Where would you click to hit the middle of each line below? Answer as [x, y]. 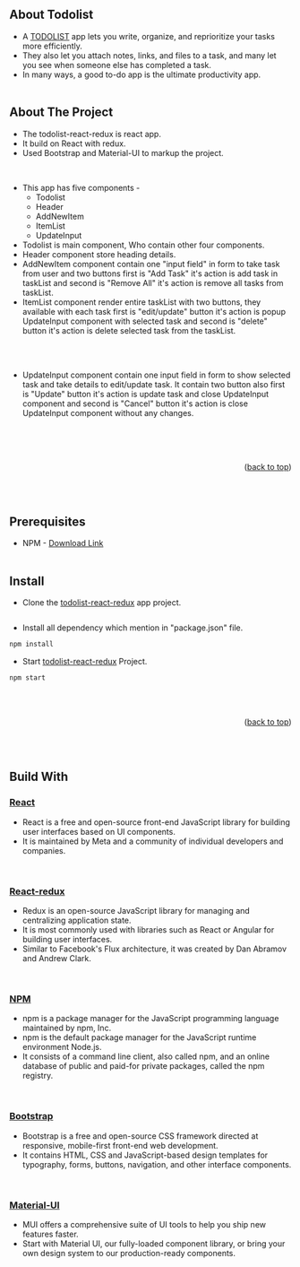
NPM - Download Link [63, 543]
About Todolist [51, 15]
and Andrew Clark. [56, 958]
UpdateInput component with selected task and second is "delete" [145, 321]
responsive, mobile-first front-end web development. [120, 1145]
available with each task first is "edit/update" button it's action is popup [154, 311]
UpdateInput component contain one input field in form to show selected [156, 375]
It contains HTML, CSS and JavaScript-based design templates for [145, 1155]
